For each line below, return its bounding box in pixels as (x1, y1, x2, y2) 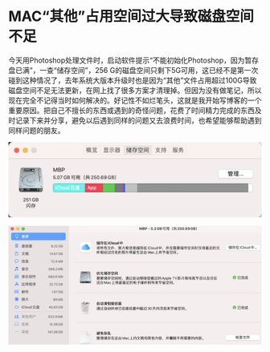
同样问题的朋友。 (8, 125, 65, 135)
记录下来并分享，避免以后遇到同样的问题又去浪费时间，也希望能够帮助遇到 (14, 115, 262, 125)
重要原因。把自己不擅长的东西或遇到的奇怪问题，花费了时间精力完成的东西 (8, 105, 255, 115)
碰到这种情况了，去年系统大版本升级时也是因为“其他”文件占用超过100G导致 (8, 75, 257, 85)
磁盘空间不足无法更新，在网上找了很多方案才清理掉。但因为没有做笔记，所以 (8, 85, 262, 95)
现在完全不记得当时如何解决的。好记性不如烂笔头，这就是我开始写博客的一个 (8, 95, 262, 105)
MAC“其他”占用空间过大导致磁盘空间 (8, 7, 255, 26)
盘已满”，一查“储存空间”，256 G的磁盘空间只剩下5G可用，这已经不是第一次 (8, 65, 259, 75)
